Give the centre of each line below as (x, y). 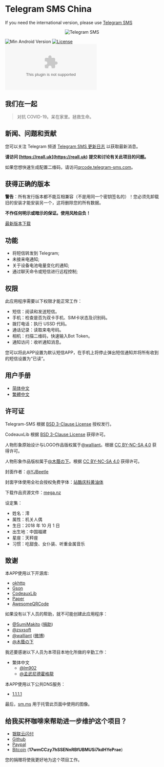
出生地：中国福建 (29, 531)
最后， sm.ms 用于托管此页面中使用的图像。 (49, 704)
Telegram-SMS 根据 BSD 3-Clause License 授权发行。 (60, 424)
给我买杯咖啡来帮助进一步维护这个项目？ (66, 721)
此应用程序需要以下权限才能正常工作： (43, 301)
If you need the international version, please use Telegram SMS (69, 23)
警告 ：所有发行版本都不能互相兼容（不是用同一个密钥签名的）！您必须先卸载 (82, 197)
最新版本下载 (18, 224)
